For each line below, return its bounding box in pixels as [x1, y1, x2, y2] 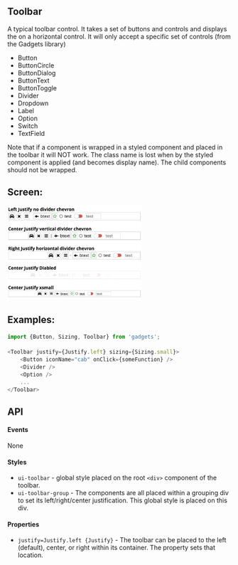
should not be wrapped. [7, 165, 77, 174]
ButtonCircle [17, 60, 55, 70]
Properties [7, 519, 40, 529]
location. [17, 551, 44, 559]
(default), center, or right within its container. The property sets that [17, 544, 215, 552]
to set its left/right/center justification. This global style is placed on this [17, 496, 227, 505]
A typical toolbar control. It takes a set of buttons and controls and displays [7, 24, 227, 33]
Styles [7, 458, 27, 466]
